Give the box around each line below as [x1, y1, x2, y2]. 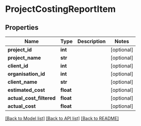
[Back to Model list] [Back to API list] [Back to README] [5, 116, 119, 121]
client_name [7, 78, 37, 85]
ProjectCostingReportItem [5, 3, 116, 15]
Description [77, 38, 106, 45]
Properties [5, 23, 39, 32]
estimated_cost [7, 87, 45, 93]
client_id [7, 63, 28, 69]
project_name [7, 55, 41, 61]
